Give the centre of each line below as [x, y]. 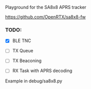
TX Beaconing [27, 61]
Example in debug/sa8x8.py [34, 81]
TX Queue [23, 51]
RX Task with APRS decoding [42, 71]
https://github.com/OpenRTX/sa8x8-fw [45, 17]
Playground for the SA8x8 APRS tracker [46, 7]
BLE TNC [22, 41]
